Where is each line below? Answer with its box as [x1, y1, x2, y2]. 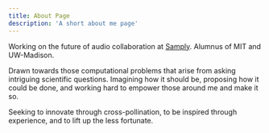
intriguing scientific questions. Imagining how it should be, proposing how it [8, 74, 259, 84]
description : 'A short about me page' [8, 19, 139, 27]
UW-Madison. [8, 50, 55, 60]
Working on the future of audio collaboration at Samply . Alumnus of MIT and [8, 41, 262, 51]
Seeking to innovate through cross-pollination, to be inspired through [8, 106, 238, 117]
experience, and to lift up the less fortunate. [8, 115, 154, 125]
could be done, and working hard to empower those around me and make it [8, 82, 259, 93]
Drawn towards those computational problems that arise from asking [8, 65, 236, 75]
